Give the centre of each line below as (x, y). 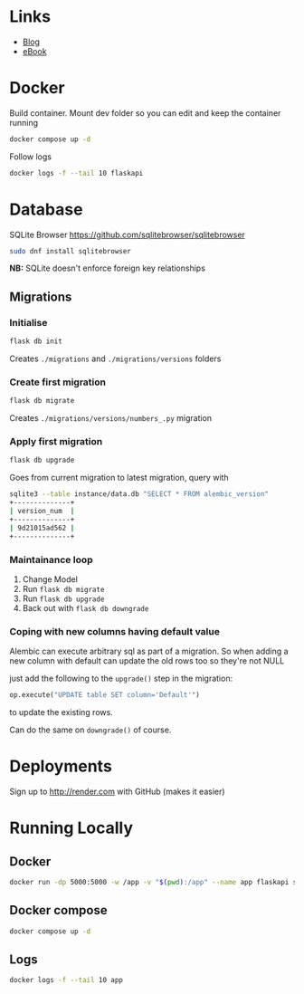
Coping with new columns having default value (114, 631)
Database (46, 209)
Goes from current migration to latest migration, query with (119, 478)
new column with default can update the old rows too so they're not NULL (147, 661)
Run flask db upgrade (63, 598)
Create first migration (58, 382)
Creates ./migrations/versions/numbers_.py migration (111, 418)
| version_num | (42, 511)
